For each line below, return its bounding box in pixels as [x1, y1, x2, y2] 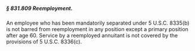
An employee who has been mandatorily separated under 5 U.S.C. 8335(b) [6, 19, 190, 26]
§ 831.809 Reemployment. [6, 5, 73, 12]
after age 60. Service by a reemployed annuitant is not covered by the [6, 32, 178, 39]
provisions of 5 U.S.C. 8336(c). [6, 38, 82, 45]
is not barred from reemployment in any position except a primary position [6, 25, 189, 32]
